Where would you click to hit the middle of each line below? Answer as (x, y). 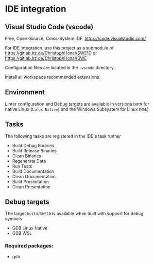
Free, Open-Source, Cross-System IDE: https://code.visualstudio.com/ (76, 38)
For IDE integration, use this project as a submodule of (60, 48)
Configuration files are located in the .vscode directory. (60, 67)
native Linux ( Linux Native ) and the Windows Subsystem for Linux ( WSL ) (77, 109)
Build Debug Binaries (33, 145)
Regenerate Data (29, 161)
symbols (14, 219)
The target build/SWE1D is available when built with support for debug (74, 214)
